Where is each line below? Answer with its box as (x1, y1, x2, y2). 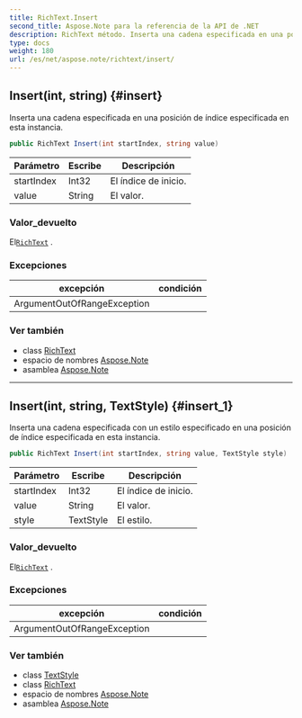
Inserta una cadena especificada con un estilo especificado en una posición (9, 422, 292, 433)
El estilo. (116, 514, 153, 526)
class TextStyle (22, 669, 79, 680)
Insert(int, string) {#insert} (9, 88, 164, 103)
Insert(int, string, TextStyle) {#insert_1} (9, 398, 234, 414)
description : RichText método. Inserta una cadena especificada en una (9, 30, 283, 39)
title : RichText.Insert (9, 13, 99, 22)
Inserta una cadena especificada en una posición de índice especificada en (9, 112, 289, 122)
